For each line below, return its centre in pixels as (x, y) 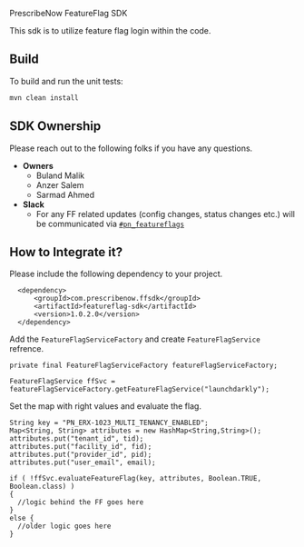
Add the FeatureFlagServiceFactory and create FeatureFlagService (135, 339)
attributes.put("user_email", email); (83, 462)
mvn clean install (44, 98)
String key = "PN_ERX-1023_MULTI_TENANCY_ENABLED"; (109, 423)
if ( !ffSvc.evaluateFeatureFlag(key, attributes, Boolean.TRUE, (135, 479)
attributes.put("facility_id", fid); (81, 447)
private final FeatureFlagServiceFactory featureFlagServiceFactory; (144, 366)
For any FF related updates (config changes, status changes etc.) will (165, 214)
